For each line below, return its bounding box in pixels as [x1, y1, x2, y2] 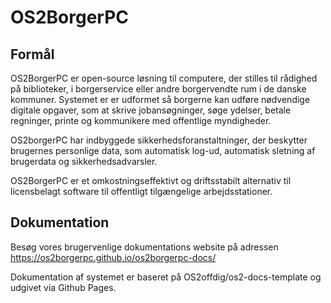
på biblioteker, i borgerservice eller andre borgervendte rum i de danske [10, 83, 307, 95]
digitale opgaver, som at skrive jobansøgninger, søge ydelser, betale [10, 104, 292, 116]
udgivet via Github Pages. [10, 281, 117, 293]
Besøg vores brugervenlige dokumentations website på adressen [10, 241, 279, 253]
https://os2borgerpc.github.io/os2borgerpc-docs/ [10, 251, 217, 263]
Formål [10, 46, 55, 63]
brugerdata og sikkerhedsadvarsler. [10, 156, 158, 167]
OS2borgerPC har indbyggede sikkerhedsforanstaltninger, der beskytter [10, 134, 308, 146]
